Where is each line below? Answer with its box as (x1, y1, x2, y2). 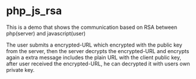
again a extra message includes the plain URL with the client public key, (6, 54, 181, 61)
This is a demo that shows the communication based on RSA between (6, 24, 178, 31)
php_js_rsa (6, 4, 62, 18)
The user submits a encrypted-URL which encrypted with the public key (6, 41, 182, 48)
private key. (6, 66, 35, 73)
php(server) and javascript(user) (6, 29, 86, 37)
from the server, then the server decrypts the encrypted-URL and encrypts (6, 47, 189, 54)
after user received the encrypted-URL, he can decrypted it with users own (6, 60, 190, 67)
